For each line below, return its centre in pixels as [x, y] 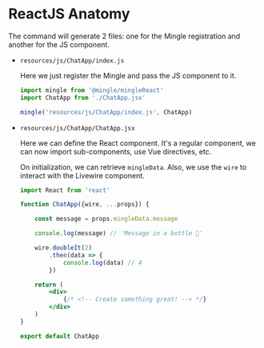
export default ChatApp [60, 336]
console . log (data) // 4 [102, 262]
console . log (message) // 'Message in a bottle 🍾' [119, 234]
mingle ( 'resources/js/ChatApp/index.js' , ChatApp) [106, 112]
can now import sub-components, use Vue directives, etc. [116, 151]
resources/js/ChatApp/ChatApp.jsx [77, 128]
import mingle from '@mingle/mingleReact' [92, 90]
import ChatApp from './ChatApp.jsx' [83, 98]
